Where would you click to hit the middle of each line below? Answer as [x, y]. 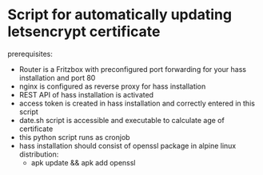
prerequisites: [30, 54]
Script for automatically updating [120, 15]
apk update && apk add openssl [84, 162]
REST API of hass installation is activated [86, 94]
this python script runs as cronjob [74, 137]
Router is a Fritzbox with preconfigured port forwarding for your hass [133, 69]
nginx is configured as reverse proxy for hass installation [112, 86]
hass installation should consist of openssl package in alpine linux [128, 145]
